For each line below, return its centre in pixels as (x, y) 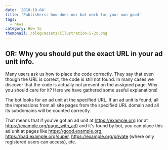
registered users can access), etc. (41, 141)
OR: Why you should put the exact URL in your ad (84, 54)
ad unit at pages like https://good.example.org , (54, 131)
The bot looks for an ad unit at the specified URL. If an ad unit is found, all (82, 99)
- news (17, 24)
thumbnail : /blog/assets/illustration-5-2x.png (56, 33)
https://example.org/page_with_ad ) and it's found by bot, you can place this (84, 126)
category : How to (24, 29)
